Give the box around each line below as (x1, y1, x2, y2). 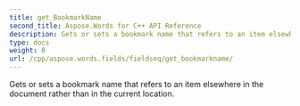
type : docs (9, 37, 50, 47)
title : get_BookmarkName (9, 12, 102, 22)
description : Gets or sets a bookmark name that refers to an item (9, 29, 266, 38)
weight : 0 (9, 46, 46, 55)
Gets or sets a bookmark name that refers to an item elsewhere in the (9, 79, 264, 89)
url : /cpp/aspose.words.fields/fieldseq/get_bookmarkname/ (9, 54, 234, 63)
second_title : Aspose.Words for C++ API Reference (9, 21, 202, 30)
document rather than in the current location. (9, 88, 175, 99)
